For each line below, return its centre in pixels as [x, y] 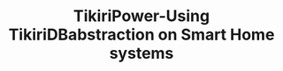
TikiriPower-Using [141, 16]
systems [141, 53]
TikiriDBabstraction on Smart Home [141, 35]
